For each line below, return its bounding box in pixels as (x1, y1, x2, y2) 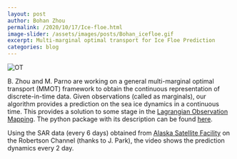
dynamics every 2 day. (7, 144, 74, 152)
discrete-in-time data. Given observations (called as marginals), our (7, 92, 207, 101)
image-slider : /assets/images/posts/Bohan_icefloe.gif (7, 30, 174, 38)
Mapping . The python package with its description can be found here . (7, 115, 213, 123)
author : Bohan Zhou (7, 17, 66, 24)
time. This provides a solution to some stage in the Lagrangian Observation (7, 108, 228, 116)
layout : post (7, 10, 46, 18)
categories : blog (7, 43, 59, 51)
